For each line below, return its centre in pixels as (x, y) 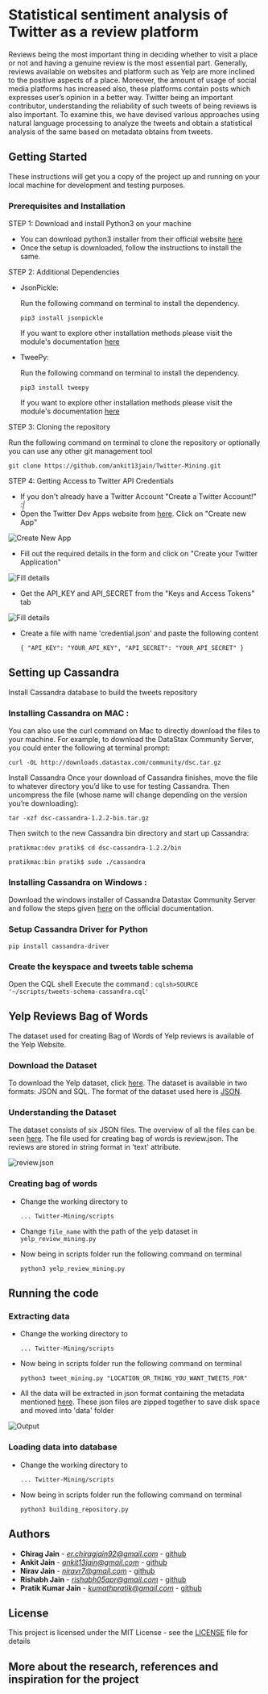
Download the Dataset (53, 1065)
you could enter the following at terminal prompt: (89, 748)
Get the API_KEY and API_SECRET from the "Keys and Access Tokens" (137, 593)
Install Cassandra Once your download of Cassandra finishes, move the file (133, 778)
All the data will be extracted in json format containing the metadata (132, 1394)
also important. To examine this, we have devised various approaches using (134, 114)
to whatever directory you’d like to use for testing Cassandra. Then (119, 786)
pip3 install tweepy (54, 388)
